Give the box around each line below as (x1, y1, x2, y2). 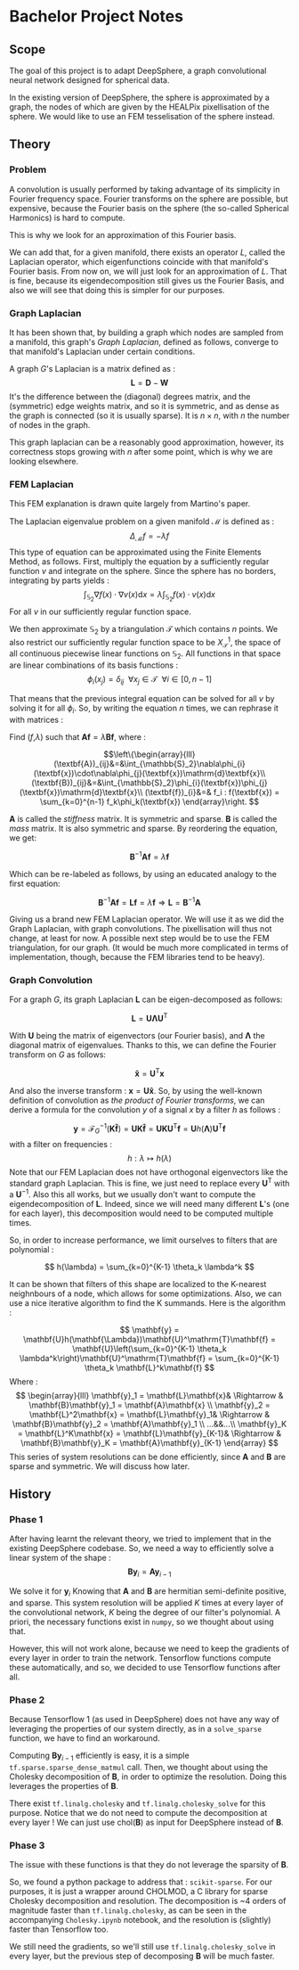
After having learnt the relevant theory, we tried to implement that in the (9, 1533, 271, 1544)
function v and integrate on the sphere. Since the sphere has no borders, (9, 566, 277, 577)
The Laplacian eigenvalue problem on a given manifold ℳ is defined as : (9, 516, 275, 527)
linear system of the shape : (9, 1553, 111, 1564)
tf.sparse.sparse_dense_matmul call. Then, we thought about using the (9, 1761, 269, 1772)
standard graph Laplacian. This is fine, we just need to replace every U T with (9, 1177, 290, 1188)
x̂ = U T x (134, 1067, 165, 1079)
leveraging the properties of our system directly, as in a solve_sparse (9, 1723, 263, 1735)
